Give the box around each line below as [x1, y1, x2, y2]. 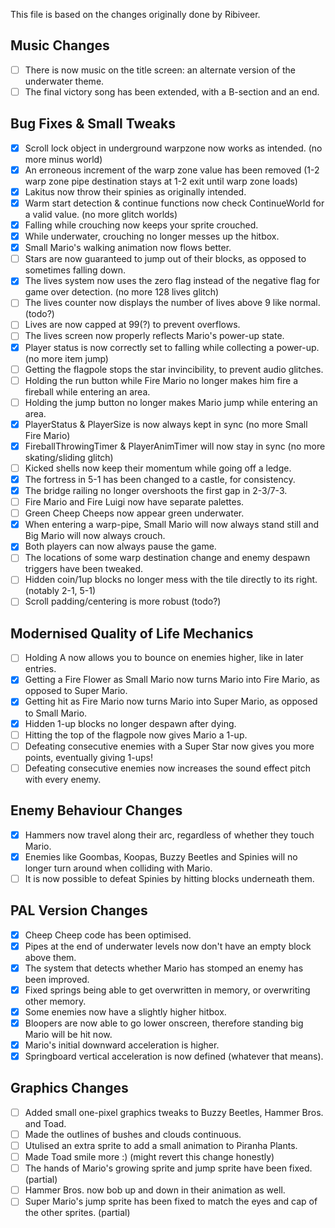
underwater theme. [24, 75, 105, 87]
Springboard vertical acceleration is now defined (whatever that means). [24, 1050, 324, 1062]
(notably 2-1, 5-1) [24, 585, 97, 597]
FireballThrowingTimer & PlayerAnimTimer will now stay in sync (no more [24, 440, 326, 452]
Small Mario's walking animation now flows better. [24, 242, 232, 254]
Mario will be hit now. [24, 1028, 113, 1040]
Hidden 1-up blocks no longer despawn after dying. [24, 717, 237, 729]
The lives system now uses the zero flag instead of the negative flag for [24, 275, 321, 287]
